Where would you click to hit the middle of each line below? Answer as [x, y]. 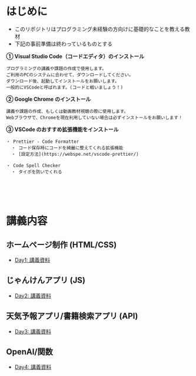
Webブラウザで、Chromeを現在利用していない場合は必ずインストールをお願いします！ [94, 117]
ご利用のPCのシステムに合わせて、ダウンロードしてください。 [70, 75]
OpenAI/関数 [29, 352]
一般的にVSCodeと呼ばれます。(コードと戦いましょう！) [65, 87]
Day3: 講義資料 [33, 331]
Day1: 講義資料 [32, 260]
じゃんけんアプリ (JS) [46, 280]
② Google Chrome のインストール [49, 99]
